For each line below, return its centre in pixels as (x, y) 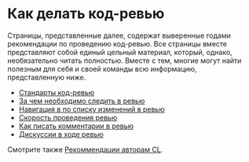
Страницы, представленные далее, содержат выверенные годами (119, 35)
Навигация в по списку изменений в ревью (92, 109)
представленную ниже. (47, 77)
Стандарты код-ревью (57, 92)
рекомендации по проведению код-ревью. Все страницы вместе (117, 43)
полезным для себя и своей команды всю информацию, (102, 68)
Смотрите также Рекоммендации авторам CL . (85, 149)
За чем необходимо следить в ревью (82, 101)
